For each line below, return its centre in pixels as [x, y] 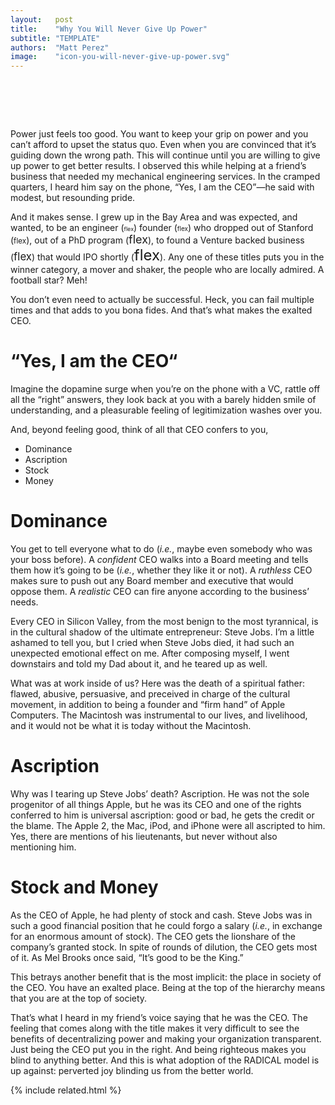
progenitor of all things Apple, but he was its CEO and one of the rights [156, 804]
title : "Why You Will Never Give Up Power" [109, 29]
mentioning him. [43, 847]
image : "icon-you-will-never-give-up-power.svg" [120, 57]
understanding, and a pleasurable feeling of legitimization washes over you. [166, 410]
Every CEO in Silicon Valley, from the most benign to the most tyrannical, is [164, 621]
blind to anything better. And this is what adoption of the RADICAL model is [165, 1060]
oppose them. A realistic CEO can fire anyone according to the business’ [160, 591]
